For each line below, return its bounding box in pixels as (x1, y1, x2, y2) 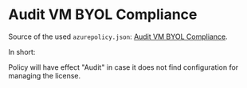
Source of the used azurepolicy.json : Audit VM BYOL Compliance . (8, 32, 229, 41)
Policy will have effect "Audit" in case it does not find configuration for (8, 62, 239, 72)
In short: (8, 47, 36, 56)
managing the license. (8, 71, 81, 80)
